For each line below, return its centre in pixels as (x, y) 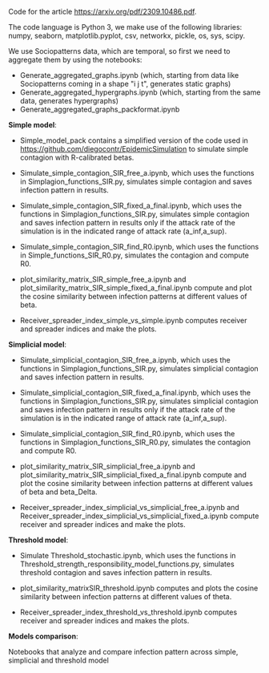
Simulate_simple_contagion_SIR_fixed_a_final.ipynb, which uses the (131, 205)
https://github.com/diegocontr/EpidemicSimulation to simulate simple (134, 149)
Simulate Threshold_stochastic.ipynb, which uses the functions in (128, 555)
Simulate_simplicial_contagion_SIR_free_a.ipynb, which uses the (125, 360)
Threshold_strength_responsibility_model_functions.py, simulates (127, 564)
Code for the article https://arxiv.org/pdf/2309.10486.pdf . (102, 12)
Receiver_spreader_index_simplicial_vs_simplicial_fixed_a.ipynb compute (139, 516)
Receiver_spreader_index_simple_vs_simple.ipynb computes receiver (133, 320)
